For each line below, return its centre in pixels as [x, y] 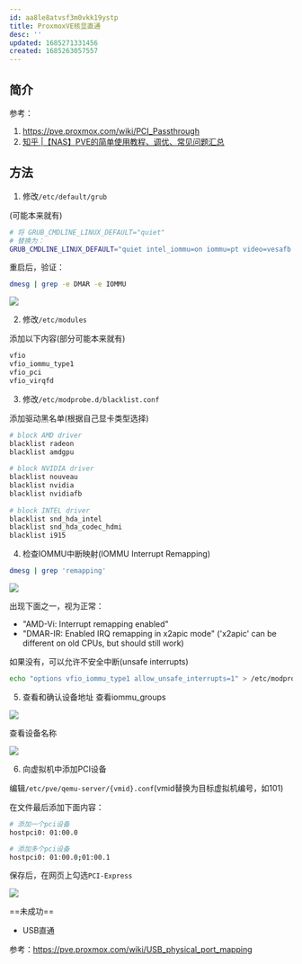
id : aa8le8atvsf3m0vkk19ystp [64, 18]
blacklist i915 [38, 536]
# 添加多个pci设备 [40, 849]
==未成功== [32, 911]
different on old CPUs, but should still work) [103, 643]
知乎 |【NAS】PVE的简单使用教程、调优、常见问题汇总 [123, 141]
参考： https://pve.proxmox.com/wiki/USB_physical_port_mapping [131, 950]
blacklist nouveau [44, 478]
